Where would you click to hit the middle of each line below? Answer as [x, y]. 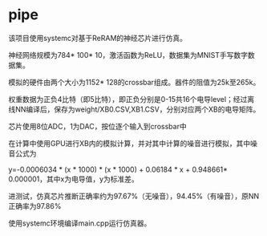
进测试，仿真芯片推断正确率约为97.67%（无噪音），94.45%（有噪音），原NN [134, 196]
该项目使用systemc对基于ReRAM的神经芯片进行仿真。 [97, 38]
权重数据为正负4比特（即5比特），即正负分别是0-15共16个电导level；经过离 [131, 99]
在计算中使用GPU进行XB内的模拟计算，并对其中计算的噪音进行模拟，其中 [129, 143]
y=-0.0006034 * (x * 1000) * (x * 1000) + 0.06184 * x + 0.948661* [118, 169]
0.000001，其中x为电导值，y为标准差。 [73, 179]
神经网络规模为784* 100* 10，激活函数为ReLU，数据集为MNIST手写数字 [128, 55]
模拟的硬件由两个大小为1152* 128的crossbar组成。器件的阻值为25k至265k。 [134, 82]
